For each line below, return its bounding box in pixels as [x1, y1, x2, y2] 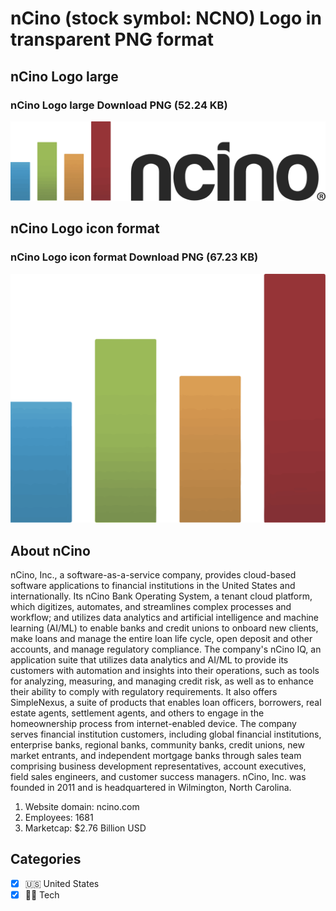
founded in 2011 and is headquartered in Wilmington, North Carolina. [10, 782, 292, 794]
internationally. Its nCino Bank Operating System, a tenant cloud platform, [10, 590, 313, 602]
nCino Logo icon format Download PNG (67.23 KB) [10, 250, 259, 264]
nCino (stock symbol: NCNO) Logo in [10, 7, 322, 30]
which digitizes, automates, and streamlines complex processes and [10, 601, 292, 613]
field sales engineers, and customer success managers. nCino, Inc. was [10, 771, 307, 783]
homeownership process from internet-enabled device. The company [10, 718, 297, 730]
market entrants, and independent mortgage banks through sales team [10, 750, 302, 762]
